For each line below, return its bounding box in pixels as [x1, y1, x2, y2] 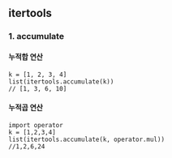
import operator [8, 121, 63, 129]
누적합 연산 [8, 52, 43, 62]
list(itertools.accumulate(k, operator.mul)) [8, 135, 165, 143]
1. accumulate [8, 31, 65, 42]
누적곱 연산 [8, 103, 43, 113]
